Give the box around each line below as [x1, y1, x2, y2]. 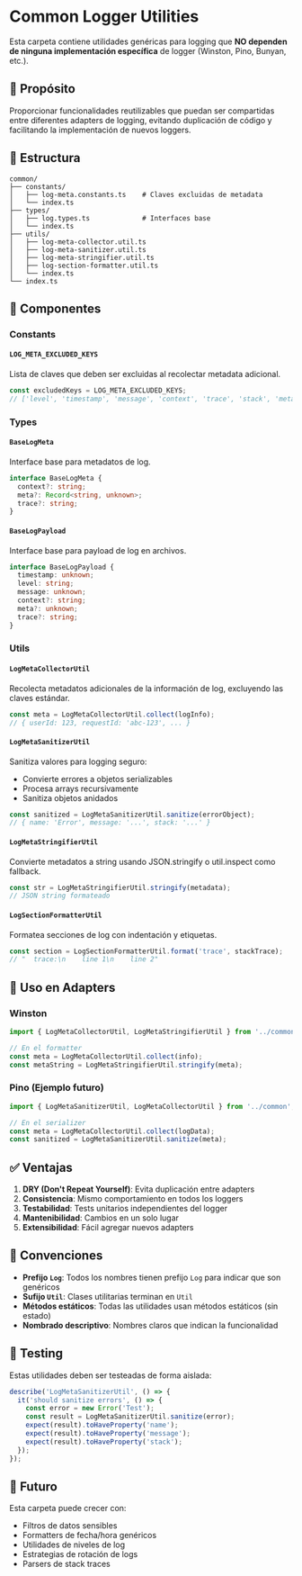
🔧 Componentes [9, 301, 102, 316]
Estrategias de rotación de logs [22, 1549, 138, 1560]
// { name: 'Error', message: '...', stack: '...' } [9, 818, 211, 827]
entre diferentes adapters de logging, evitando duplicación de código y [9, 114, 272, 125]
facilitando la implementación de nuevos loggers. [9, 124, 191, 135]
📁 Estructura [9, 150, 81, 166]
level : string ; [17, 579, 75, 589]
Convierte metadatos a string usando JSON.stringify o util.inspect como [9, 856, 276, 867]
